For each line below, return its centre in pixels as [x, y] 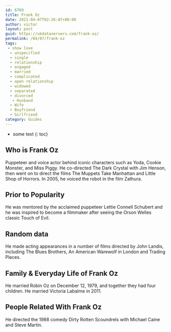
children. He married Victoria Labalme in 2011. [54, 291]
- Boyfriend [23, 110]
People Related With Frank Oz [54, 307]
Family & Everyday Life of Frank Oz [62, 273]
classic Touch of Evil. [28, 218]
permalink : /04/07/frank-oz [35, 39]
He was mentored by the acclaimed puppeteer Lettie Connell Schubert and [84, 207]
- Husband [22, 100]
